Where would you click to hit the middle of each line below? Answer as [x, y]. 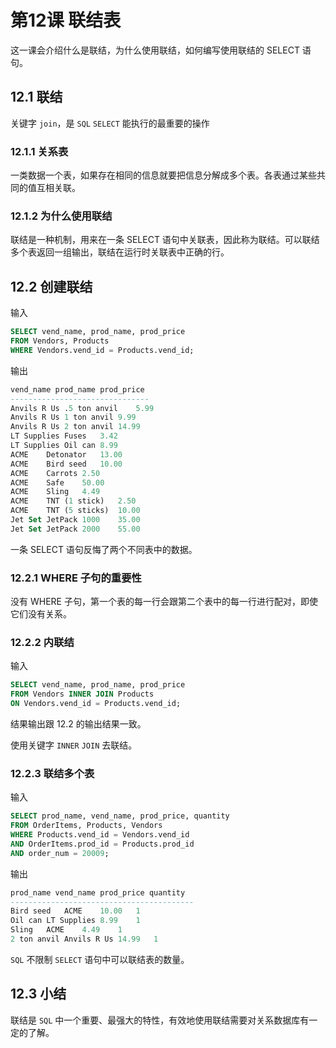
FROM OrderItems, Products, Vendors [86, 826]
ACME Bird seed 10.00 [66, 464]
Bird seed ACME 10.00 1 [75, 911]
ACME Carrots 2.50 [55, 473]
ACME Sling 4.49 [55, 492]
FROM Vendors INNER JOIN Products [82, 694]
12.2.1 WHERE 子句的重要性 [76, 578]
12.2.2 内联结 [42, 642]
